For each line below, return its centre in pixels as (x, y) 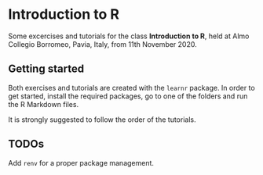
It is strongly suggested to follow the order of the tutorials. (102, 120)
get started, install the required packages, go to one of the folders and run (128, 96)
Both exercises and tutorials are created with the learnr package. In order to (131, 87)
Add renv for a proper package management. (81, 162)
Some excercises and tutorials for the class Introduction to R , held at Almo (129, 36)
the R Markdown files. (44, 104)
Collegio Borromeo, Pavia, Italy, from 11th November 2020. (103, 44)
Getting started (46, 69)
